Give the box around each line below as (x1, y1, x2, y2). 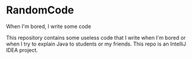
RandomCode (6, 4, 75, 17)
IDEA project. (6, 46, 38, 53)
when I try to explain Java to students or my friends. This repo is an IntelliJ (6, 40, 186, 47)
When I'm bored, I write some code (6, 23, 92, 30)
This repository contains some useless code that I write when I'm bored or (6, 34, 186, 41)
